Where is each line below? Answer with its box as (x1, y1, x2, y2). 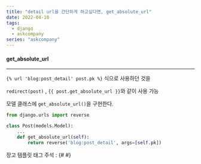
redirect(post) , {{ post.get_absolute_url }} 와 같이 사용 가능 (6, 87, 159, 95)
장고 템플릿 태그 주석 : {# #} (6, 151, 72, 159)
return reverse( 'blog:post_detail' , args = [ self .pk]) (28, 139, 162, 145)
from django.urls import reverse (6, 112, 90, 119)
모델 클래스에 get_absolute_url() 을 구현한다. (6, 100, 114, 108)
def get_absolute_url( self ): (17, 134, 90, 140)
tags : (6, 20, 20, 26)
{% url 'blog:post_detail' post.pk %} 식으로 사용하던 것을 (6, 75, 151, 82)
